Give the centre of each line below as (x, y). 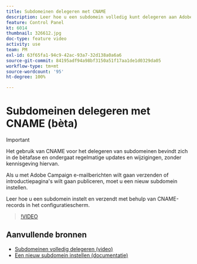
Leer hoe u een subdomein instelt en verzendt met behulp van (81, 199)
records (16, 205)
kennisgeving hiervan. (33, 164)
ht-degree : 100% (26, 77)
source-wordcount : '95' (35, 72)
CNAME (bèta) (42, 123)
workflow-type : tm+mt (33, 66)
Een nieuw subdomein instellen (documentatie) (71, 255)
